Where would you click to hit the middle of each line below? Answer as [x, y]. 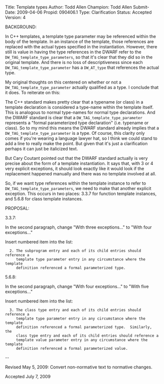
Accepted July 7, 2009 [28, 376]
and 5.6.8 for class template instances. [44, 199]
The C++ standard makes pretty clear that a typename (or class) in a [74, 102]
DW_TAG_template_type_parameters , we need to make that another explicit [78, 188]
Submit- [141, 7]
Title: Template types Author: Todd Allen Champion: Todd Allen [69, 7]
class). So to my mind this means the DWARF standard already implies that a [82, 128]
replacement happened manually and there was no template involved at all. [81, 174]
